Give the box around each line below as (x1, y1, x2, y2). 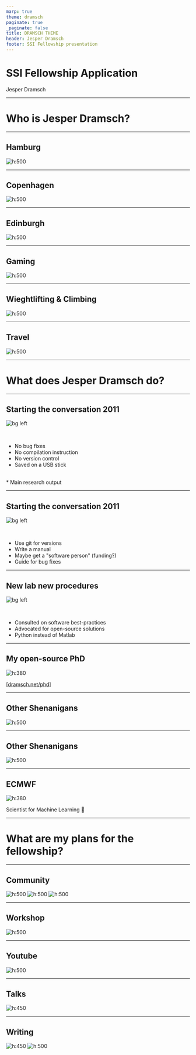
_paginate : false (6, 25, 48, 31)
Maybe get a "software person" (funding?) (14, 552, 117, 559)
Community (6, 875, 50, 885)
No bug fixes (14, 443, 45, 450)
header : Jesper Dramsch (6, 36, 64, 42)
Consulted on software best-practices (14, 619, 106, 626)
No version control (14, 455, 60, 462)
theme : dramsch (6, 14, 43, 20)
